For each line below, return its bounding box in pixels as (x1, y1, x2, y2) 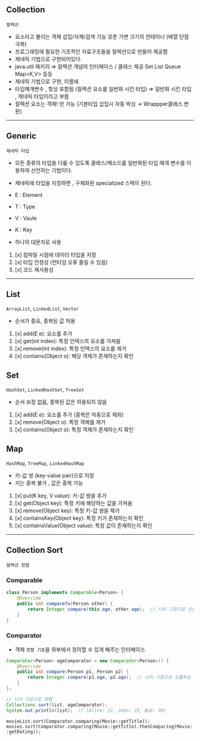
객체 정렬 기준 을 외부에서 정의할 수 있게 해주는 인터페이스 (14, 645, 145, 653)
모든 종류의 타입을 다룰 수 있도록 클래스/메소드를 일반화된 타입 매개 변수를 (14, 159, 186, 166)
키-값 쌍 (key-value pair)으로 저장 (14, 472, 95, 479)
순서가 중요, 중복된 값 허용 (14, 317, 76, 324)
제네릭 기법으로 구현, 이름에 (14, 78, 79, 85)
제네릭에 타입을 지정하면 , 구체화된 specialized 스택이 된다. (14, 179, 152, 186)
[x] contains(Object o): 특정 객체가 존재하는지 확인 (14, 426, 134, 433)
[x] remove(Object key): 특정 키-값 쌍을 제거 (14, 507, 120, 515)
